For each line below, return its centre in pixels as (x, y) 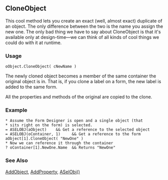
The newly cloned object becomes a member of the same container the (81, 76)
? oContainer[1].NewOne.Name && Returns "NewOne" (60, 148)
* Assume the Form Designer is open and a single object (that (74, 121)
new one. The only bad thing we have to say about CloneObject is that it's (83, 32)
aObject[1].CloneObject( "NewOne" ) (44, 139)
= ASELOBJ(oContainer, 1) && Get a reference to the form (73, 134)
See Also (17, 161)
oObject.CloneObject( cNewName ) (41, 67)
